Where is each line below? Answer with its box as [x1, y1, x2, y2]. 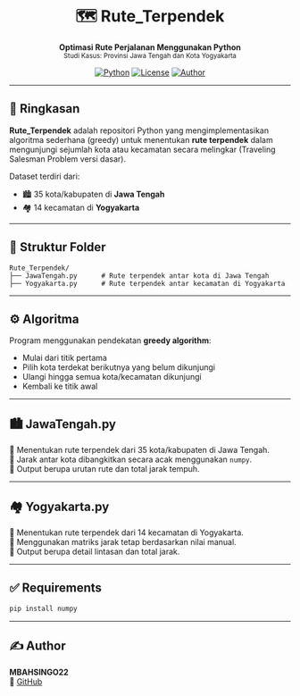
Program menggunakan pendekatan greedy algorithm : [9, 335, 212, 346]
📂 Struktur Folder [9, 239, 106, 255]
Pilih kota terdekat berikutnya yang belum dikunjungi [21, 362, 216, 373]
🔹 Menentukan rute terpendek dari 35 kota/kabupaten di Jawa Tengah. [9, 445, 271, 456]
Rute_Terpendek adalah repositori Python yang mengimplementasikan [9, 125, 270, 136]
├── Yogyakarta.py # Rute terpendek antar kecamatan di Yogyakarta [9, 279, 286, 288]
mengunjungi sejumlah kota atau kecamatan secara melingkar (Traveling [9, 144, 276, 155]
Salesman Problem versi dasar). [9, 153, 127, 164]
